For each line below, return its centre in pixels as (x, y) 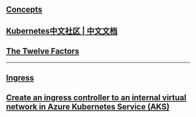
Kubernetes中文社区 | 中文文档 (62, 31)
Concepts (24, 10)
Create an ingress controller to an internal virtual (96, 98)
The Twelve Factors (43, 51)
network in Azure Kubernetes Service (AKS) (88, 107)
